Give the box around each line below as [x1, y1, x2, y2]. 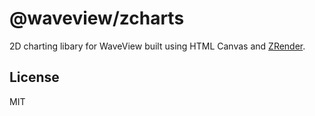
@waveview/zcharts [9, 7, 185, 30]
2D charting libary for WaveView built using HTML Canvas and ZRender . [9, 40, 306, 52]
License [9, 69, 60, 86]
